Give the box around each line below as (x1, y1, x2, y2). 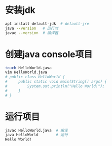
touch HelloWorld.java (5, 65, 52, 70)
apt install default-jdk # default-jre (5, 21, 90, 26)
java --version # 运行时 (5, 26, 58, 31)
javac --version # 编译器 (5, 30, 58, 35)
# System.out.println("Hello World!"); (5, 84, 105, 89)
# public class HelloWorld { (5, 75, 65, 80)
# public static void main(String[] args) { (5, 79, 107, 84)
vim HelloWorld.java (5, 70, 48, 75)
